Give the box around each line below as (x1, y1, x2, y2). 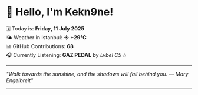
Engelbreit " (6, 76, 34, 84)
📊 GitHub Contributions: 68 (6, 42, 74, 49)
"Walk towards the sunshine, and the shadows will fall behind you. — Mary (6, 70, 189, 77)
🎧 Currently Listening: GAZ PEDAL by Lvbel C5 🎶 (6, 51, 126, 58)
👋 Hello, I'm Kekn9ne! (6, 5, 114, 19)
